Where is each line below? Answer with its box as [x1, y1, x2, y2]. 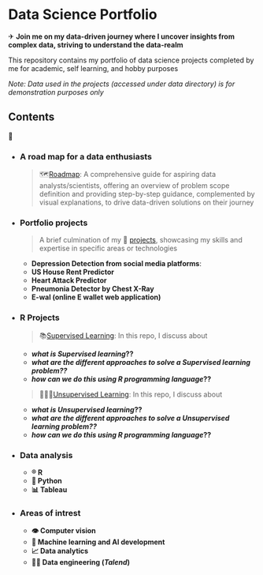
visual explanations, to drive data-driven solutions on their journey [39, 197, 254, 207]
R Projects [19, 312, 61, 323]
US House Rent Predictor [31, 267, 115, 277]
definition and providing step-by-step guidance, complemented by [39, 190, 255, 199]
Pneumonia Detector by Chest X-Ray [31, 284, 155, 294]
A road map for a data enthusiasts [19, 151, 152, 162]
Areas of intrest [19, 507, 81, 518]
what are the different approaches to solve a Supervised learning [31, 357, 250, 366]
